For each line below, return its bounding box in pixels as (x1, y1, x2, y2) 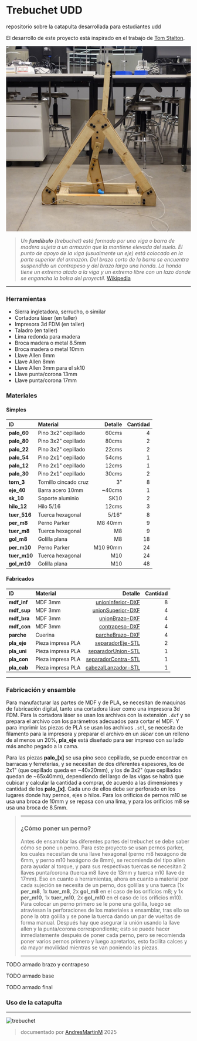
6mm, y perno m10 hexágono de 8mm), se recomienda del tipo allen (20, 856, 185, 863)
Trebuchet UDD (6, 4, 83, 17)
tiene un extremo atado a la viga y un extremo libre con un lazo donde (20, 268, 191, 275)
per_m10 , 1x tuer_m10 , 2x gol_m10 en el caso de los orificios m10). (20, 894, 183, 901)
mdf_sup (8, 607, 31, 614)
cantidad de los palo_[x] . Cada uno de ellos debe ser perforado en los (6, 785, 176, 792)
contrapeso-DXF (98, 623, 141, 630)
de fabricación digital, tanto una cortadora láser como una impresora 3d (6, 705, 180, 712)
